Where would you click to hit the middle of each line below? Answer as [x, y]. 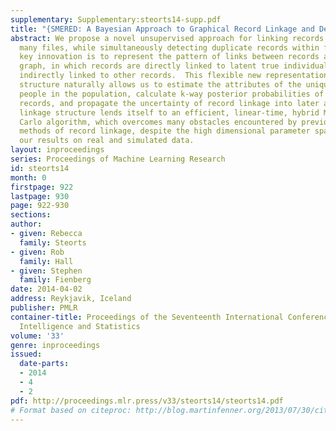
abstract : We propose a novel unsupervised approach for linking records [167, 38]
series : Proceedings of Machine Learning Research [118, 159]
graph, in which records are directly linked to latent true [149, 66]
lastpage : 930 [40, 196]
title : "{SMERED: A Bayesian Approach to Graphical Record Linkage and [162, 29]
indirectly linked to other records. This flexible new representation [174, 76]
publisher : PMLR [44, 308]
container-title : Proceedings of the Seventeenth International [147, 317]
